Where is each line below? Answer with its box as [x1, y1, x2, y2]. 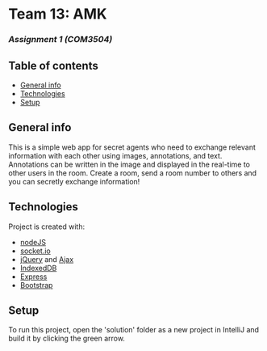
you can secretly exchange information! [8, 176, 140, 186]
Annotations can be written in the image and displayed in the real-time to [8, 159, 250, 169]
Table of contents [8, 58, 98, 73]
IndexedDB [19, 263, 57, 273]
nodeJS [19, 237, 47, 247]
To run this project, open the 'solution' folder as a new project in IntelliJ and [8, 325, 260, 335]
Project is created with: [8, 222, 86, 231]
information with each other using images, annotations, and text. [8, 150, 223, 160]
